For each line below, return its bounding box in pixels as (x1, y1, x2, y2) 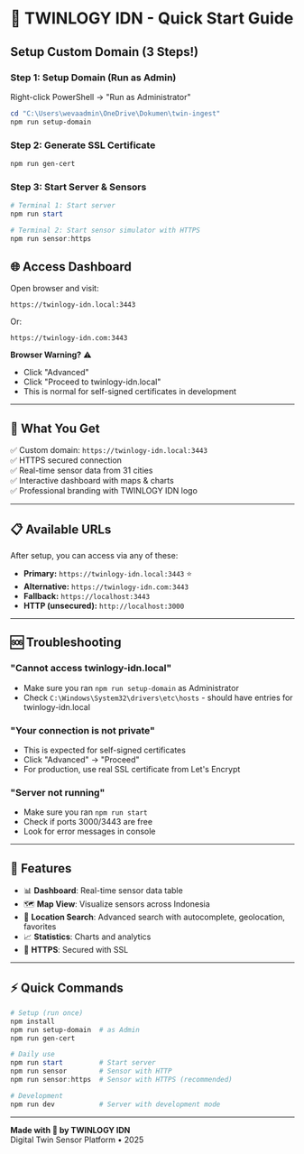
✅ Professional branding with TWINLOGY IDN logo (10, 485, 198, 496)
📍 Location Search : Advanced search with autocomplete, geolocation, (23, 911, 285, 923)
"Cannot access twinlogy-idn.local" (10, 662, 172, 675)
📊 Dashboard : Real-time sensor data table (23, 885, 183, 896)
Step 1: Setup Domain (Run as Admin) (10, 71, 177, 84)
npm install (10, 1017, 55, 1026)
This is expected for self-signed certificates (23, 744, 186, 756)
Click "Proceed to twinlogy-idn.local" (23, 376, 161, 387)
